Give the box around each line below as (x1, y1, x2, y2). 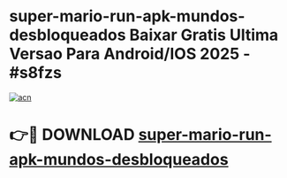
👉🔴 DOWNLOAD (9, 125, 135, 145)
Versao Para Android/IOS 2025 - (9, 44, 251, 64)
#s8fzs (9, 63, 62, 83)
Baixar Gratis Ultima (129, 25, 279, 45)
